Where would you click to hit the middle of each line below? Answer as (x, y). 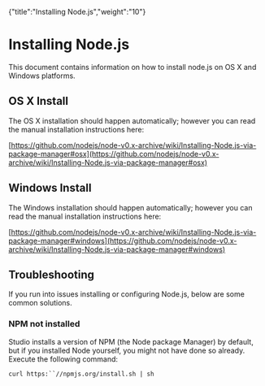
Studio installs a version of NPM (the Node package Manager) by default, (131, 341)
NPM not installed (44, 324)
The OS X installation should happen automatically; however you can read (132, 120)
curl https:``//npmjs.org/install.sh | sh (81, 374)
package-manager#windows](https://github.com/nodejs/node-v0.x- (123, 241)
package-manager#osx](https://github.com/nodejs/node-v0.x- (114, 154)
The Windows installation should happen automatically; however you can (130, 207)
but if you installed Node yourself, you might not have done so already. (127, 350)
